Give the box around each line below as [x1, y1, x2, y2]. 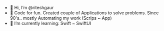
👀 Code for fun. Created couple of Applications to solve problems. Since [9, 10, 159, 16]
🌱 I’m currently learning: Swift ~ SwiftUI [9, 20, 91, 26]
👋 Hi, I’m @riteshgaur [9, 5, 54, 10]
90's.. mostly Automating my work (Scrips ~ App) [9, 15, 112, 21]
